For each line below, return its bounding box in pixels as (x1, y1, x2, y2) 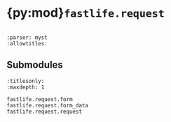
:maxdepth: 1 (6, 84, 45, 91)
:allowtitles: (6, 40, 48, 47)
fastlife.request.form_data (6, 102, 89, 109)
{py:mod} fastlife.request (6, 5, 165, 21)
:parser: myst (6, 33, 48, 41)
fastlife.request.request (6, 108, 82, 115)
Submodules (6, 59, 64, 71)
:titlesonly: (6, 77, 45, 84)
